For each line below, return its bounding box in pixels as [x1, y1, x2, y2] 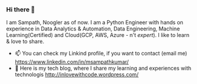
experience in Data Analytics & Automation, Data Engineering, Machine [6, 25, 180, 32]
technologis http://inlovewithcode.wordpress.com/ [14, 71, 139, 78]
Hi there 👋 [6, 5, 36, 14]
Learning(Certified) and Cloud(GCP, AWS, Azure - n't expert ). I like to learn [6, 32, 190, 39]
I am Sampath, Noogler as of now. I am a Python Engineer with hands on [6, 19, 183, 26]
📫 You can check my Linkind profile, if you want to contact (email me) [14, 50, 187, 57]
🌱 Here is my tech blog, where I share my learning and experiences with [14, 65, 192, 72]
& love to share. [6, 38, 45, 45]
